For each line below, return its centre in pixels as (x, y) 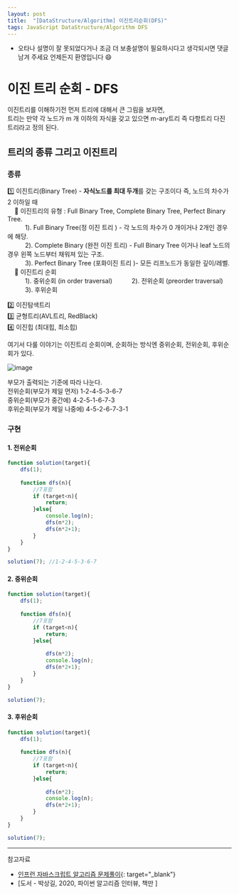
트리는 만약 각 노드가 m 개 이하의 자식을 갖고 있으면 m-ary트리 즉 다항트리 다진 (116, 119)
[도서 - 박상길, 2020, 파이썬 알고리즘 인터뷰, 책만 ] (87, 883)
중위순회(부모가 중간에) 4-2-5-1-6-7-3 (61, 400)
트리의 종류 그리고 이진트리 (62, 152)
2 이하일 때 (22, 202)
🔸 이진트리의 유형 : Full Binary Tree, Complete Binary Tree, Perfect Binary (120, 211)
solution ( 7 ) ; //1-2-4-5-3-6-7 (52, 562)
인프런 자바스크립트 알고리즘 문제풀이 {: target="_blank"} (97, 874)
